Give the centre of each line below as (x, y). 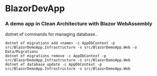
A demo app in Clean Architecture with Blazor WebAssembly (79, 24)
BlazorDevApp (35, 9)
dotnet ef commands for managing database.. (52, 34)
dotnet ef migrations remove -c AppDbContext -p (56, 56)
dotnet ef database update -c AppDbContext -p (53, 65)
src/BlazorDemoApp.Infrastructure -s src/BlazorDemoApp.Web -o (71, 47)
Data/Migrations (22, 52)
